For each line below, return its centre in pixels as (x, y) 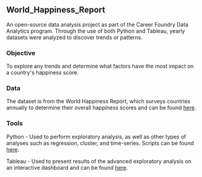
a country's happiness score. (43, 72)
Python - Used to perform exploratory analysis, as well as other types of (96, 137)
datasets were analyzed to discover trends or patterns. (74, 37)
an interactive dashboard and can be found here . (67, 167)
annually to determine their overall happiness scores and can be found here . (101, 108)
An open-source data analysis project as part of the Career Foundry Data (97, 24)
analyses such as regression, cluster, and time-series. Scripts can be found (100, 143)
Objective (21, 53)
